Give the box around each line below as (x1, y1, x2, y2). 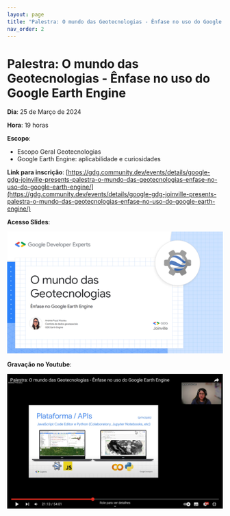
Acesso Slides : (7, 218, 51, 226)
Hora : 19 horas (7, 121, 49, 130)
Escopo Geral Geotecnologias (16, 148, 101, 156)
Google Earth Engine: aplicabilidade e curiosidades (16, 155, 161, 163)
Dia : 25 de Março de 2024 (7, 108, 81, 116)
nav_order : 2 (7, 25, 44, 32)
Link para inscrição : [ (7, 168, 68, 176)
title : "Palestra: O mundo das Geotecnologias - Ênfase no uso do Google (7, 18, 222, 25)
